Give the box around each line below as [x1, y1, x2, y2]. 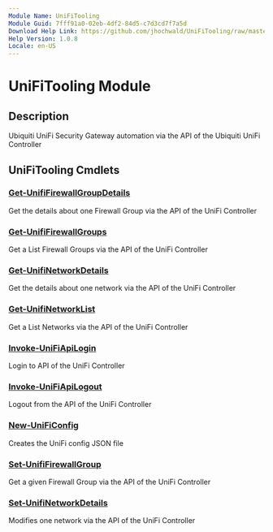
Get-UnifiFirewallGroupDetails [8, 188, 131, 199]
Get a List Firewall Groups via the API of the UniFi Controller [8, 244, 209, 254]
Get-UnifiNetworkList [8, 304, 96, 315]
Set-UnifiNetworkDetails [8, 497, 108, 508]
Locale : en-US [8, 42, 57, 50]
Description [8, 109, 69, 123]
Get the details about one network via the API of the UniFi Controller [8, 283, 236, 293]
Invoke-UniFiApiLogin [8, 342, 97, 353]
